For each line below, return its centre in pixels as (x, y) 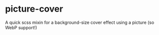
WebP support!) (21, 27)
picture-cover (34, 9)
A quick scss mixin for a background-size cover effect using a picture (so (80, 22)
